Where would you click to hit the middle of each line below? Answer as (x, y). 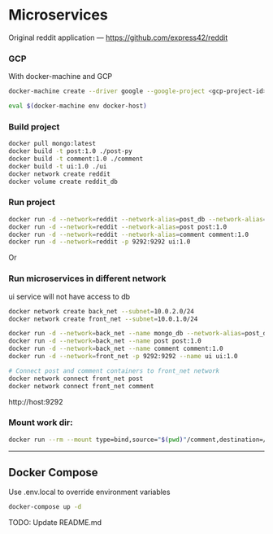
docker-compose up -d (45, 507)
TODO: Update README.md (55, 523)
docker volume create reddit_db (63, 182)
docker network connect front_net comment (81, 386)
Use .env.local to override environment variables (89, 492)
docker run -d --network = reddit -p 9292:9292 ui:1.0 (100, 242)
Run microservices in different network (87, 278)
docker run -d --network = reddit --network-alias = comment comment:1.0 (129, 234)
